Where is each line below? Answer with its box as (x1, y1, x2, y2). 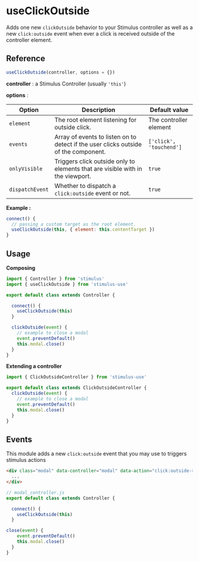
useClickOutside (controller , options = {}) (6, 69, 115, 75)
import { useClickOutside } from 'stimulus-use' (6, 281, 129, 287)
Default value (150, 106, 188, 114)
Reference (6, 53, 46, 63)
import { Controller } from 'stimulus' (6, 276, 105, 282)
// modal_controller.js (6, 489, 65, 496)
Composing (6, 264, 36, 271)
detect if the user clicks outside (54, 140, 142, 148)
